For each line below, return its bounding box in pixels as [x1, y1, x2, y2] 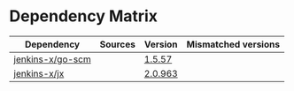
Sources [99, 38, 135, 50]
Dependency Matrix [9, 6, 158, 27]
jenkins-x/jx [13, 67, 65, 80]
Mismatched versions [186, 38, 281, 50]
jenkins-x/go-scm [13, 53, 91, 65]
